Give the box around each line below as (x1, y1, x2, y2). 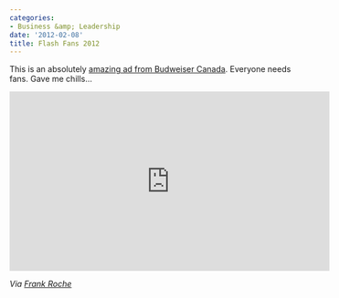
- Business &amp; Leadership (9, 22, 121, 31)
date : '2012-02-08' (9, 30, 84, 39)
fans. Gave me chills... (9, 74, 93, 85)
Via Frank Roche (9, 279, 72, 290)
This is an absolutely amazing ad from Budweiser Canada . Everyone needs (9, 64, 291, 75)
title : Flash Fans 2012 (9, 38, 101, 48)
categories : (9, 13, 55, 23)
